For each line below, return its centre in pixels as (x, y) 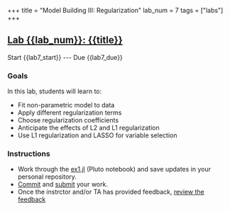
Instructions (29, 154)
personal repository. (47, 177)
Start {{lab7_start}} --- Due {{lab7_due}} (65, 57)
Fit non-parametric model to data (66, 105)
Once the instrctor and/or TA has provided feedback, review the (111, 192)
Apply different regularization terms (70, 112)
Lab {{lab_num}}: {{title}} (65, 40)
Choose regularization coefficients (68, 120)
